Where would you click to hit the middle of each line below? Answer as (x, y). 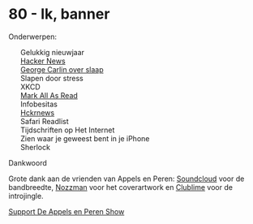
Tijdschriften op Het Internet (67, 130)
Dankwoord (28, 162)
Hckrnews (37, 112)
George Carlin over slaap (62, 69)
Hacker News (43, 61)
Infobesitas (39, 104)
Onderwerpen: (32, 37)
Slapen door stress (51, 78)
